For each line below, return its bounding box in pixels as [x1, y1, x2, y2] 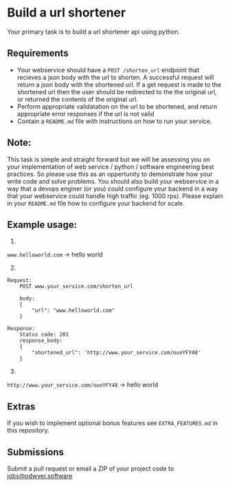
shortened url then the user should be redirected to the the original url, [16, 87, 218, 96]
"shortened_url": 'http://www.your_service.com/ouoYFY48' [32, 349, 201, 356]
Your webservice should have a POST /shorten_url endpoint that [16, 65, 200, 74]
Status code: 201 [19, 332, 69, 338]
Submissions [7, 446, 64, 458]
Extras [7, 400, 36, 412]
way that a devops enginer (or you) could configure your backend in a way [7, 184, 218, 193]
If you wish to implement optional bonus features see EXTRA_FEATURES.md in [7, 419, 218, 427]
